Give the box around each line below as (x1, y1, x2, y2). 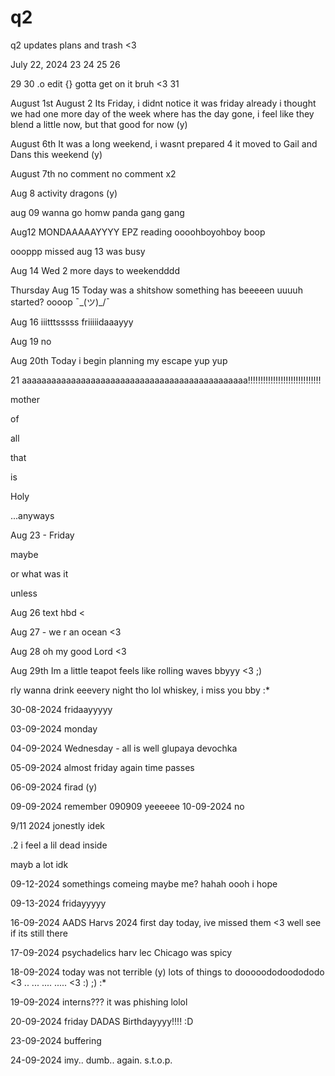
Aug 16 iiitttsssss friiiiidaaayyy (10, 316, 134, 328)
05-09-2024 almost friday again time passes (10, 761, 195, 773)
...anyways (10, 509, 55, 521)
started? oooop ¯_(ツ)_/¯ (10, 296, 111, 308)
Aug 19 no (10, 335, 52, 347)
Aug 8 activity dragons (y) (10, 187, 118, 199)
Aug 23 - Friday (10, 529, 75, 541)
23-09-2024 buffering (10, 1034, 102, 1046)
